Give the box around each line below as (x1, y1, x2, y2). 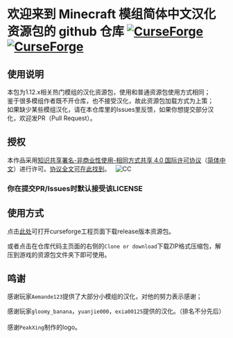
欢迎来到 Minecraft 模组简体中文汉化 (7, 6, 216, 22)
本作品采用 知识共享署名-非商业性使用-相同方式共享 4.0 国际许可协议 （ (7, 155, 208, 164)
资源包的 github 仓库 (7, 24, 125, 40)
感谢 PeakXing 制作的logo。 (7, 323, 82, 332)
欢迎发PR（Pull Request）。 (19, 114, 96, 122)
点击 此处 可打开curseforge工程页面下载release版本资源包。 (7, 227, 175, 235)
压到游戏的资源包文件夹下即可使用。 (7, 251, 111, 259)
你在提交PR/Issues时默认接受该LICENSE (7, 183, 144, 193)
